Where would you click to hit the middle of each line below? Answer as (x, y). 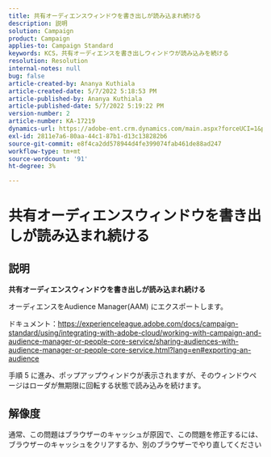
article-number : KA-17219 (52, 121)
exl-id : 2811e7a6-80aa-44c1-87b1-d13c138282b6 (88, 136)
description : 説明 (38, 23)
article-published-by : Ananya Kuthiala (75, 99)
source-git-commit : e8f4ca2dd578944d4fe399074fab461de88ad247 (115, 144)
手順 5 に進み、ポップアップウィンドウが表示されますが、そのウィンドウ (129, 375)
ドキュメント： (33, 324)
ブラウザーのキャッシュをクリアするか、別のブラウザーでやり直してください (135, 444)
